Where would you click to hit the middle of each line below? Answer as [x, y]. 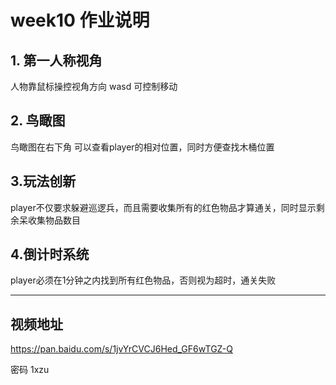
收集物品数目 [54, 220]
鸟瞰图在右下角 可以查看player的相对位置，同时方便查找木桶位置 [142, 147]
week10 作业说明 [80, 20]
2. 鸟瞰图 [38, 121]
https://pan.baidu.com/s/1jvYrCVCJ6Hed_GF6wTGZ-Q [121, 349]
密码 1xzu [30, 370]
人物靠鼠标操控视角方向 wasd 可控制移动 [94, 86]
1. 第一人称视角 [56, 60]
